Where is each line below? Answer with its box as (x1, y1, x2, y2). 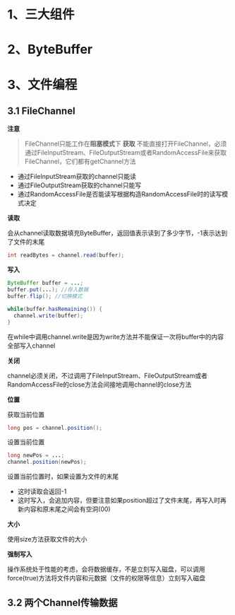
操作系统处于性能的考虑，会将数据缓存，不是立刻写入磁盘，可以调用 (7, 565, 205, 573)
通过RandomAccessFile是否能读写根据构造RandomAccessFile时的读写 (17, 190, 222, 199)
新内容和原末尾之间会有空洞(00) (17, 505, 111, 513)
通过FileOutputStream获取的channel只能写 (17, 181, 142, 189)
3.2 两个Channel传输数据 (7, 597, 118, 609)
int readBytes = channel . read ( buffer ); (7, 252, 125, 259)
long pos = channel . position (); (7, 424, 102, 431)
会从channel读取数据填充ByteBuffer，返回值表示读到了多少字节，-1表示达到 (7, 229, 228, 238)
